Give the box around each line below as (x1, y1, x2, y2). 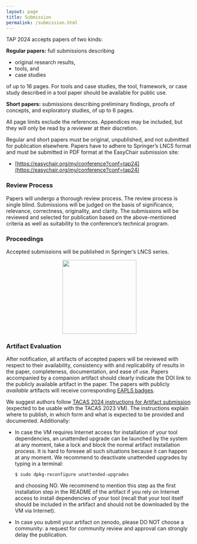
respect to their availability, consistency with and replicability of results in (6, 362, 185, 369)
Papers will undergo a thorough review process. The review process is (6, 195, 178, 202)
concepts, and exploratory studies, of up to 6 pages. (6, 107, 134, 114)
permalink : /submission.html (6, 20, 78, 25)
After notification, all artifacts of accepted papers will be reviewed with (6, 356, 179, 363)
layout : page (6, 8, 38, 15)
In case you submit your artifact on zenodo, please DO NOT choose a (14, 519, 185, 526)
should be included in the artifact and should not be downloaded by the (14, 501, 189, 508)
